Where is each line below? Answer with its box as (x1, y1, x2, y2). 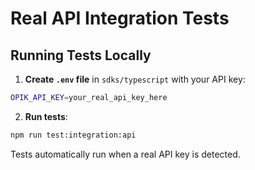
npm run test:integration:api (10, 130, 137, 140)
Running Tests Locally (10, 47, 152, 64)
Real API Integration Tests (10, 7, 230, 30)
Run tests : (24, 110, 68, 122)
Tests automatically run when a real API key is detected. (10, 148, 241, 160)
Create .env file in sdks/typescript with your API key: (24, 73, 246, 85)
